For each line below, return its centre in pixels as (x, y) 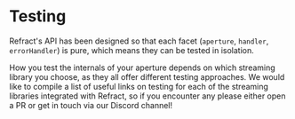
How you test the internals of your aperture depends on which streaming (142, 67)
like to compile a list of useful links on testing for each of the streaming (139, 86)
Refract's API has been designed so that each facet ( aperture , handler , (139, 41)
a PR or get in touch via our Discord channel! (91, 105)
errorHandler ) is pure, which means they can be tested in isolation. (132, 50)
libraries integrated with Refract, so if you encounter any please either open (147, 96)
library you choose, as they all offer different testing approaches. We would (147, 76)
